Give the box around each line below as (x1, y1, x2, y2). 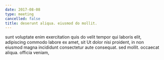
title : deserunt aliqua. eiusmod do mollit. (5, 20, 97, 26)
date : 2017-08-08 (5, 7, 41, 12)
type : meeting (5, 12, 34, 17)
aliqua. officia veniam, (5, 50, 49, 56)
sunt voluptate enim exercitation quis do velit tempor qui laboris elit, (5, 34, 142, 40)
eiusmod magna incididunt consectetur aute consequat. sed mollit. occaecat (5, 44, 160, 50)
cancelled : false (5, 16, 41, 21)
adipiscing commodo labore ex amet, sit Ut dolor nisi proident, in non (5, 40, 144, 45)
